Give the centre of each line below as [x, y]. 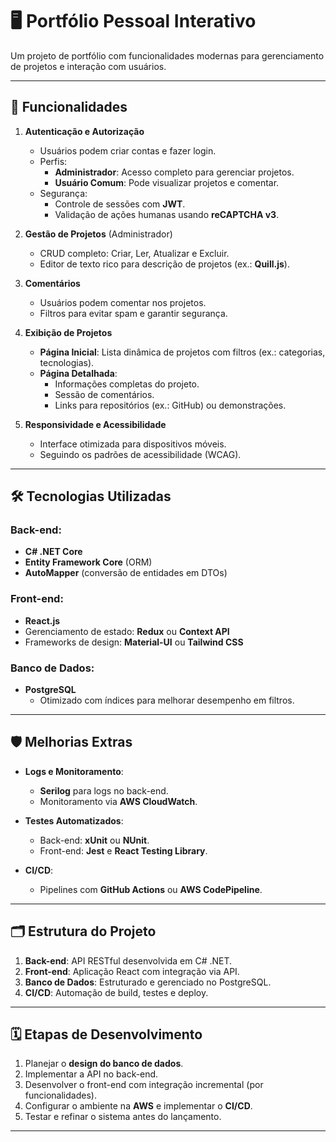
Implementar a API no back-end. [91, 1074]
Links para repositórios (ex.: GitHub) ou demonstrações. [170, 405]
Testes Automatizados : [74, 820]
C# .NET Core [53, 552]
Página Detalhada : [78, 373]
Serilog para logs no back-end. [104, 790]
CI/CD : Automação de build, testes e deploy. [116, 992]
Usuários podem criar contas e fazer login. [128, 150]
